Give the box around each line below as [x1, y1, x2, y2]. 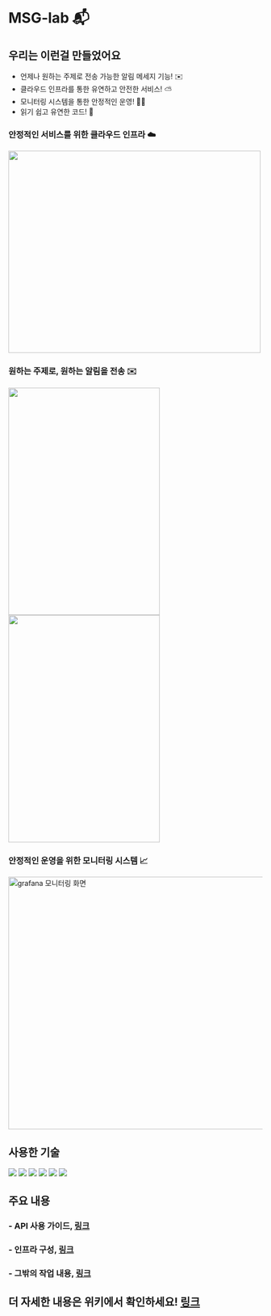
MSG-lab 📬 [8, 9, 90, 27]
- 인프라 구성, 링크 [8, 1244, 74, 1255]
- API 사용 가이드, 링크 [8, 1221, 90, 1232]
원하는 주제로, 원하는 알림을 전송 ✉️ [8, 365, 137, 377]
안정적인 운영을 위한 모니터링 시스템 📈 [8, 854, 148, 866]
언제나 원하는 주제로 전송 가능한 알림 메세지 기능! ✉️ [19, 72, 184, 81]
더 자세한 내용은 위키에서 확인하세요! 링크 [8, 1295, 200, 1309]
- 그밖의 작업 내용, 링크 [8, 1267, 91, 1279]
